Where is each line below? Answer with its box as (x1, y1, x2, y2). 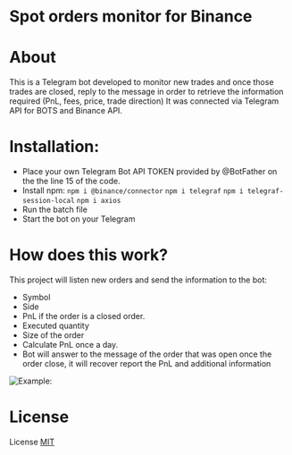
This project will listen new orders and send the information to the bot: (9, 274, 268, 285)
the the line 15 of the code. (21, 176, 121, 187)
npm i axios (76, 197, 121, 206)
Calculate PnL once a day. (21, 340, 119, 350)
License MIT (9, 436, 55, 447)
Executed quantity (21, 320, 89, 331)
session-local (21, 197, 75, 206)
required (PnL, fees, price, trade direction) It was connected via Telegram (9, 96, 279, 106)
